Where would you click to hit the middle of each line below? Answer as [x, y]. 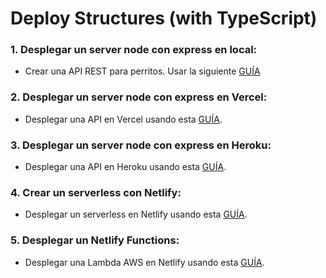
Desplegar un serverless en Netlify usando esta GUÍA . [136, 214]
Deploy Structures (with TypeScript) [164, 18]
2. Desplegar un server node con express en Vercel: [139, 97]
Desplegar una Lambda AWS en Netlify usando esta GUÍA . [144, 262]
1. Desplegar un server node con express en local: [134, 50]
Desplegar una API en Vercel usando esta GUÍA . [123, 119]
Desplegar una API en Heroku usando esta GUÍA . [125, 167]
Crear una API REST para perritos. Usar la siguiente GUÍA [142, 71]
